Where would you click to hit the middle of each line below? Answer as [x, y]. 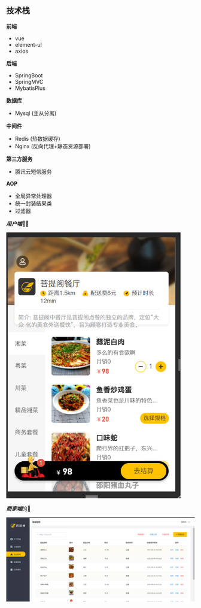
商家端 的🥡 [19, 509]
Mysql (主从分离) [36, 113]
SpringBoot [29, 75]
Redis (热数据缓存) [38, 138]
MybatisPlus [30, 88]
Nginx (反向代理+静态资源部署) [53, 146]
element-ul [28, 44]
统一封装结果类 [33, 203]
